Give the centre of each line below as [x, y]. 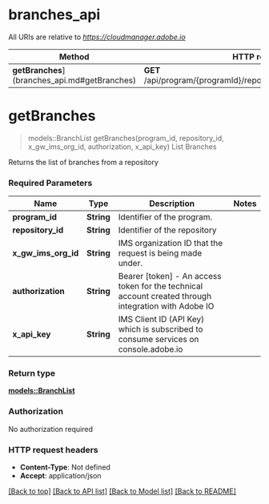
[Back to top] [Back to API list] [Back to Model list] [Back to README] [122, 491]
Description [172, 204]
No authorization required [51, 429]
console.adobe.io [151, 349]
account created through [165, 296]
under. [130, 264]
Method [74, 56]
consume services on [159, 340]
